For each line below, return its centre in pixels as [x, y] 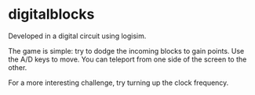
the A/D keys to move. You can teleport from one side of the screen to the [127, 59]
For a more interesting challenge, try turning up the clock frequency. [118, 83]
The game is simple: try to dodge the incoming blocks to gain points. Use [126, 51]
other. [18, 67]
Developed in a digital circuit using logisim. [77, 36]
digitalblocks [51, 14]
